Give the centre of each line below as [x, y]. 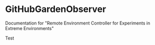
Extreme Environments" [29, 28]
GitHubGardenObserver [56, 9]
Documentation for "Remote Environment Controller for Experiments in [78, 23]
